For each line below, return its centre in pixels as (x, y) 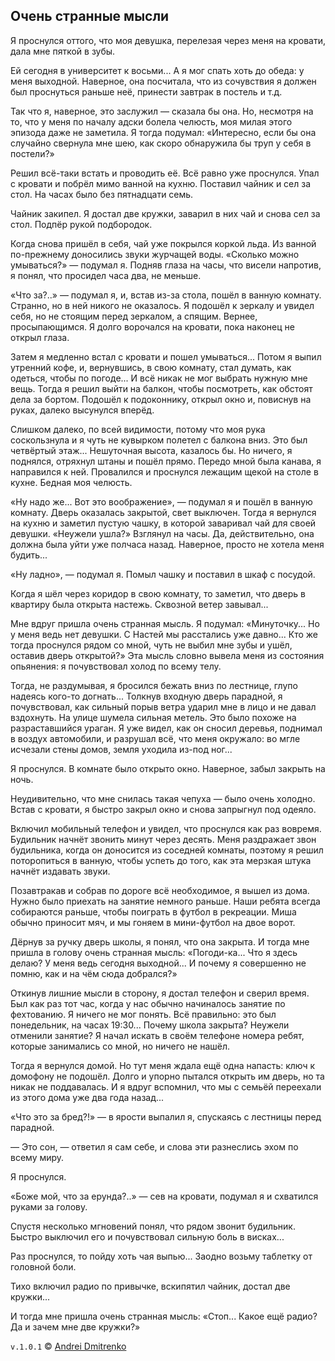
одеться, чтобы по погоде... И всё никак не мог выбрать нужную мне (159, 378)
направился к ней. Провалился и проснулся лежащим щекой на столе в (164, 471)
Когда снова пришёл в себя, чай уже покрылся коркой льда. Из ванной (163, 243)
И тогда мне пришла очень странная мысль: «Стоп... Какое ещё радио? (164, 1316)
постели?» (32, 153)
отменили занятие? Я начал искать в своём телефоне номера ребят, (157, 1035)
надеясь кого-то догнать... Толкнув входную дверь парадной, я (146, 696)
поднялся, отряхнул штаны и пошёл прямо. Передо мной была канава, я (166, 461)
